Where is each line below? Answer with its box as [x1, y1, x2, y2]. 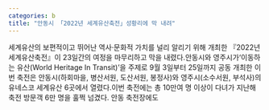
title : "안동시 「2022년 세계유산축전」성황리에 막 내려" [8, 19, 176, 27]
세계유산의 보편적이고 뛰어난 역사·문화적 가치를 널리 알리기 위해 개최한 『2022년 [8, 42, 261, 52]
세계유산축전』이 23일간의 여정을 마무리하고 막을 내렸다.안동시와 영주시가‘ [8, 52, 242, 62]
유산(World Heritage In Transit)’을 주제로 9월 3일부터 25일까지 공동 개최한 [16, 62, 253, 72]
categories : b [8, 11, 56, 20]
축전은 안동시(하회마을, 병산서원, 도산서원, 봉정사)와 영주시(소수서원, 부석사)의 [16, 72, 262, 82]
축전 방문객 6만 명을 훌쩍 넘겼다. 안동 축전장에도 [8, 92, 159, 102]
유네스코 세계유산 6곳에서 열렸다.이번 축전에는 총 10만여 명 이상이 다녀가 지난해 [8, 82, 256, 92]
